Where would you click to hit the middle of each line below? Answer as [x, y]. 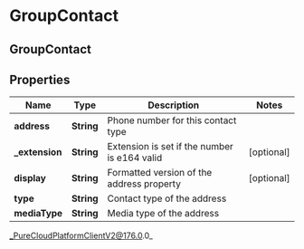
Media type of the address [163, 214]
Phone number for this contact [172, 120]
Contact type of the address [167, 198]
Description [174, 105]
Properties [40, 79]
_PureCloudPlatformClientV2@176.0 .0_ [81, 235]
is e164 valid [135, 158]
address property [144, 184]
